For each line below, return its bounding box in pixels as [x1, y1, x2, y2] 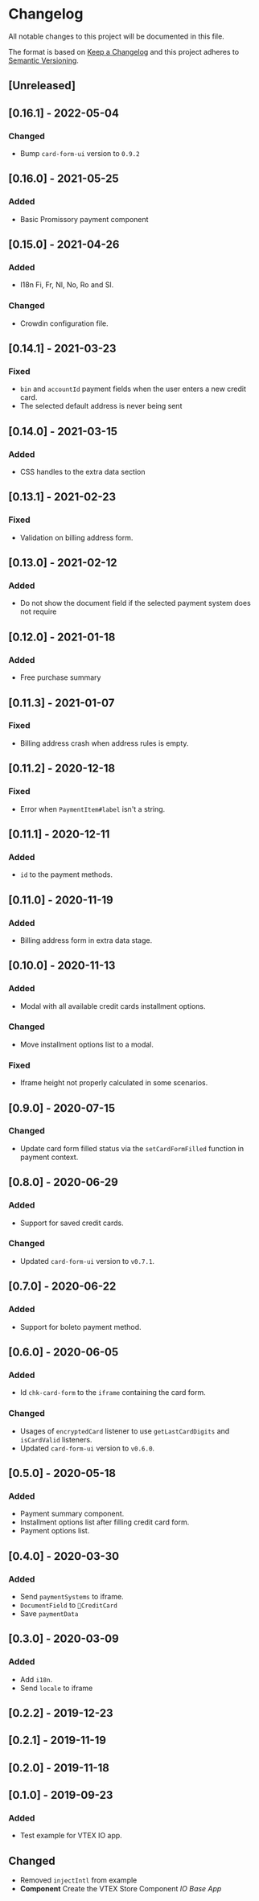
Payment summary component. [19, 1509, 125, 1519]
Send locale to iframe [19, 1683, 93, 1693]
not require [19, 607, 57, 616]
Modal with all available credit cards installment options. [19, 1001, 207, 1010]
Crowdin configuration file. [19, 319, 109, 328]
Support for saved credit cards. [19, 1218, 124, 1228]
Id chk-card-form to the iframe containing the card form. [19, 1388, 207, 1397]
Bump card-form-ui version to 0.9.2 [19, 149, 140, 158]
